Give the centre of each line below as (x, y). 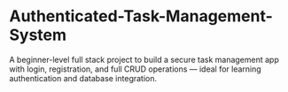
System (38, 35)
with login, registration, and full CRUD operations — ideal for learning (135, 69)
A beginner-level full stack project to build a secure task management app (144, 59)
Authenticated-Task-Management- (141, 16)
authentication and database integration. (83, 78)
